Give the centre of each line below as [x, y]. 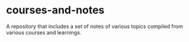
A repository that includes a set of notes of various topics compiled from [94, 26]
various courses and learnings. [44, 32]
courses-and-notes [55, 10]
